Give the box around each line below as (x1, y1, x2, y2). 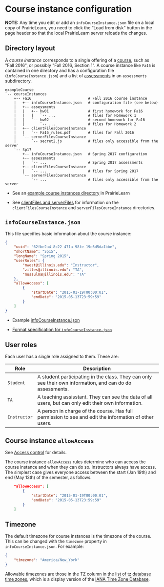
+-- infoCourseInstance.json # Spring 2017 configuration (22, 152, 147, 156)
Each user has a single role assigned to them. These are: (5, 353, 119, 360)
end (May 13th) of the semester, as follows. (5, 475, 92, 480)
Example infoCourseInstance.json (12, 317, 80, 323)
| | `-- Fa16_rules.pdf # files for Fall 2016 (14, 130, 134, 135)
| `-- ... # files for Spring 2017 (22, 169, 139, 174)
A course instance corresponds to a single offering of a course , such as (5, 57, 150, 63)
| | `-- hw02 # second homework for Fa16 (14, 117, 145, 122)
